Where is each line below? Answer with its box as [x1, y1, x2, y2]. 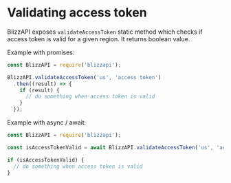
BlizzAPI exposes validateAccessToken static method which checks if [7, 28, 203, 36]
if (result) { [19, 87, 60, 94]
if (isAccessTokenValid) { [7, 156, 85, 163]
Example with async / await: [7, 118, 87, 127]
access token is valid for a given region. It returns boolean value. [7, 34, 190, 43]
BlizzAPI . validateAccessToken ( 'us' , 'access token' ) [7, 74, 162, 80]
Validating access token [7, 5, 147, 21]
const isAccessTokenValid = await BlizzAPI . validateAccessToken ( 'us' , [7, 144, 214, 151]
